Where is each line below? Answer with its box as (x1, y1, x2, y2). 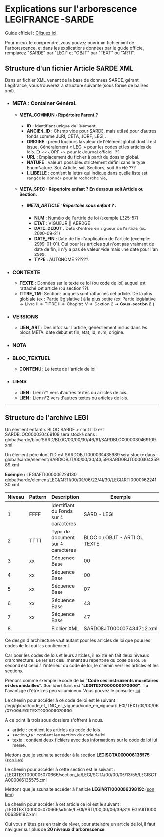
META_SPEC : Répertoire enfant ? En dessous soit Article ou (19, 186, 144, 192)
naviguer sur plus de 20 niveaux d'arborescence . (5, 826, 106, 832)
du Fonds (51, 508, 73, 515)
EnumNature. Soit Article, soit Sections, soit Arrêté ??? (26, 164, 136, 170)
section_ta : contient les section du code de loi (12, 732, 106, 738)
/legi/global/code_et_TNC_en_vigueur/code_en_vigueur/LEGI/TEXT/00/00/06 (5, 703, 159, 709)
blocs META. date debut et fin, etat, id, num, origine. (19, 330, 124, 335)
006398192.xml (5, 812, 37, 817)
